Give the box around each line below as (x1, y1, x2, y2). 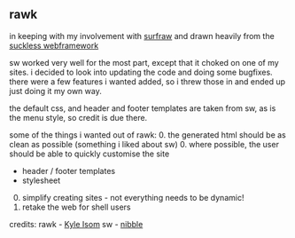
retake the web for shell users (21, 202, 131, 212)
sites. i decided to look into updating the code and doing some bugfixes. (9, 67, 273, 77)
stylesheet (21, 175, 61, 186)
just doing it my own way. (9, 85, 102, 96)
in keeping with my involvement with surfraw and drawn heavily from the (9, 30, 275, 41)
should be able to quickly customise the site (9, 148, 170, 159)
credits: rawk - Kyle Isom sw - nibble (9, 218, 144, 229)
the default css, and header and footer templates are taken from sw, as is (9, 102, 276, 114)
